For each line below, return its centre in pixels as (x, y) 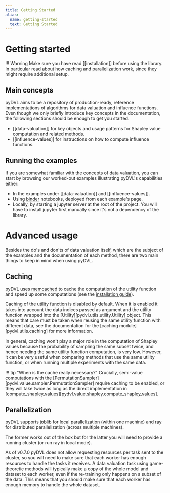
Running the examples (41, 161)
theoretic (15, 469)
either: (12, 183)
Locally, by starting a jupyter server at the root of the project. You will (85, 204)
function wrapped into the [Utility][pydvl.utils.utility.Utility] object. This (78, 315)
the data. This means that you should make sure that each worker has (78, 480)
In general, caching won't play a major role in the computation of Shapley (81, 341)
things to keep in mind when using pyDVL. (49, 260)
